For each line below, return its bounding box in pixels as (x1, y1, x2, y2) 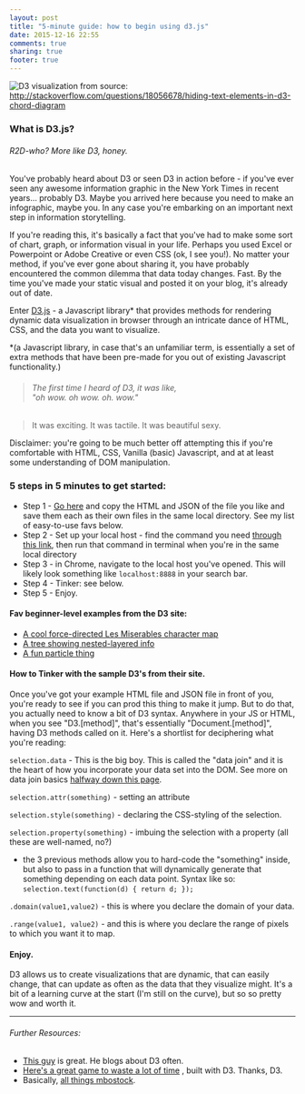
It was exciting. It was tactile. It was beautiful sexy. (31, 420, 221, 431)
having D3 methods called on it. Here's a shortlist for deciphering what (9, 728, 274, 738)
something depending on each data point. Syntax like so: (22, 874, 236, 885)
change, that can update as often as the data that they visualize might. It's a (9, 979, 293, 989)
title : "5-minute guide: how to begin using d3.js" (9, 22, 209, 31)
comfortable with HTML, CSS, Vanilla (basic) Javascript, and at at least (9, 447, 274, 458)
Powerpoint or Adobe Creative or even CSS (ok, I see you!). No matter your (9, 249, 290, 260)
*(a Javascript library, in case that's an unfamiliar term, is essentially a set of (9, 342, 295, 353)
